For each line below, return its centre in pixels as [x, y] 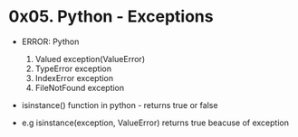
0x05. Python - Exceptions [111, 17]
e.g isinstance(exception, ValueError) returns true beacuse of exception [155, 123]
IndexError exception [74, 78]
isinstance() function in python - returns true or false [120, 105]
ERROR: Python [50, 41]
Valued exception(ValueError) [90, 59]
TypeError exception [73, 68]
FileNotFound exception [80, 87]
